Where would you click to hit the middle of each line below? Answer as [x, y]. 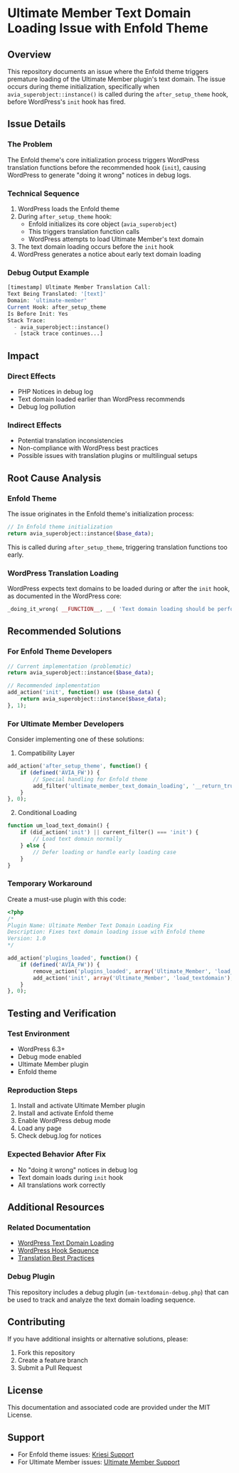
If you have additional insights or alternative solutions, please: [98, 1339]
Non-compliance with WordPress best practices [88, 448]
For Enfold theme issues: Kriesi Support [76, 1454]
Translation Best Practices [56, 1258]
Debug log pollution [47, 406]
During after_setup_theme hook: [65, 216]
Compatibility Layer [46, 753]
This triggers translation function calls [84, 231]
